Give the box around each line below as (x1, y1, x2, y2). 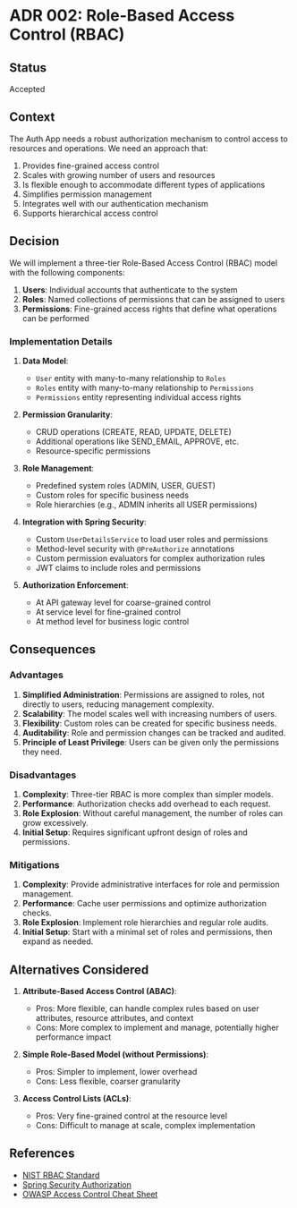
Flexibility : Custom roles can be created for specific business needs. (21, 718, 277, 728)
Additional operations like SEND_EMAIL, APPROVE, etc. (35, 436, 240, 447)
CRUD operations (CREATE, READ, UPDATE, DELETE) (35, 426, 232, 437)
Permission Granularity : (21, 409, 114, 420)
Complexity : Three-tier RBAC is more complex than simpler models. (21, 788, 274, 799)
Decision (9, 234, 60, 249)
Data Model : (21, 355, 69, 366)
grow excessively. (21, 817, 89, 828)
